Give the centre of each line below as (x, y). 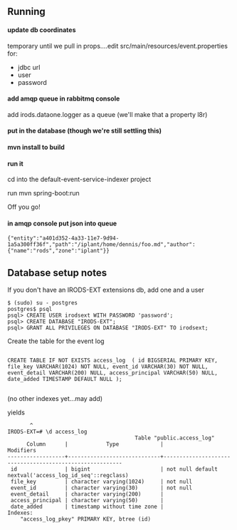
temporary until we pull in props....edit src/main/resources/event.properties (117, 46)
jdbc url (29, 67)
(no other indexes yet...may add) (55, 399)
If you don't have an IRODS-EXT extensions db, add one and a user (106, 290)
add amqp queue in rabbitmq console (64, 98)
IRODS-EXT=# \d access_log (47, 432)
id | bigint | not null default (114, 469)
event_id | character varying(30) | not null (101, 488)
